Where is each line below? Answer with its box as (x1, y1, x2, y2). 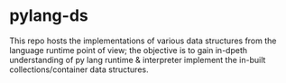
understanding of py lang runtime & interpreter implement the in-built (9, 54, 266, 65)
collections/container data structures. (9, 64, 149, 75)
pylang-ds (9, 5, 88, 26)
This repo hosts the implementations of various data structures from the (9, 35, 277, 46)
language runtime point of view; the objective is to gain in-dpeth (9, 44, 248, 55)
